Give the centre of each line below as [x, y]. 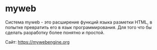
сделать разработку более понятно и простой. [55, 32]
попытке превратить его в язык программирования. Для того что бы [78, 27]
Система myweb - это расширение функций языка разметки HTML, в [79, 22]
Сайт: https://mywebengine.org [38, 42]
